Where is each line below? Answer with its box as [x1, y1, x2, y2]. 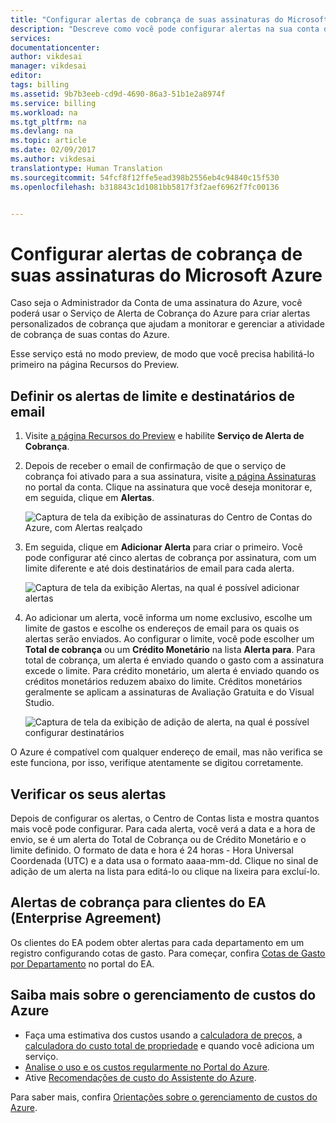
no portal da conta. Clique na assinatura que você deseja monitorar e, [24, 481, 313, 493]
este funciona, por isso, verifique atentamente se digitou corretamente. [10, 757, 304, 769]
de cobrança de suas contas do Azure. [10, 329, 170, 341]
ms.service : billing [10, 98, 97, 108]
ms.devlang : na [10, 126, 74, 136]
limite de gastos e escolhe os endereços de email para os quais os [24, 622, 300, 635]
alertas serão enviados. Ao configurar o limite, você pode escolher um [24, 633, 315, 645]
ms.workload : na [10, 107, 78, 118]
